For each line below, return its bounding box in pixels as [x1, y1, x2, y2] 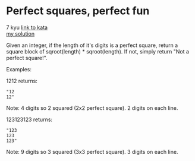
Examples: [6, 65, 32, 72]
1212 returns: [6, 77, 37, 84]
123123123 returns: [6, 116, 52, 123]
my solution [6, 30, 34, 37]
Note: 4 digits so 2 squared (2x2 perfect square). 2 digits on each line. [6, 104, 178, 111]
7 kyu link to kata [6, 24, 48, 31]
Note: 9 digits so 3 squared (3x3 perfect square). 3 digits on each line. [6, 148, 178, 155]
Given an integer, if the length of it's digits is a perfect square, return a [6, 42, 178, 49]
